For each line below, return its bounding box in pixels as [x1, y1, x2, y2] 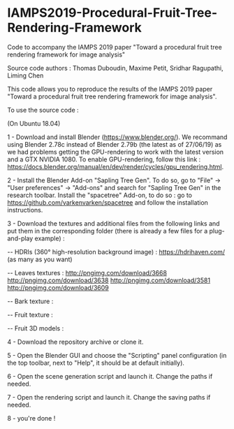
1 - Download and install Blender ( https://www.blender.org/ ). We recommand [7, 133, 228, 141]
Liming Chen [7, 71, 44, 80]
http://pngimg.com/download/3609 [7, 283, 110, 291]
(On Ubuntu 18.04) [7, 119, 61, 127]
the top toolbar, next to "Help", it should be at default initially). [7, 358, 185, 367]
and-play [7, 234, 34, 242]
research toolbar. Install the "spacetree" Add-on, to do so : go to [7, 191, 193, 199]
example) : [34, 234, 65, 242]
